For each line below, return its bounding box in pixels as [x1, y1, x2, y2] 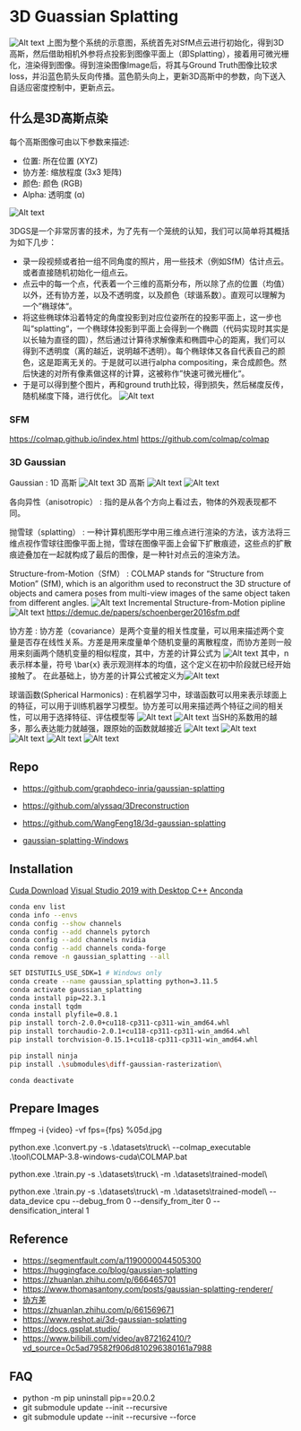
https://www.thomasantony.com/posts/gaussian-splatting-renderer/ [21, 1284, 273, 1295]
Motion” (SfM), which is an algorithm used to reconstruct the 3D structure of [9, 579, 291, 589]
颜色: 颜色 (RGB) [21, 178, 83, 188]
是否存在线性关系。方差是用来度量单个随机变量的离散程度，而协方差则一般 [16, 637, 292, 648]
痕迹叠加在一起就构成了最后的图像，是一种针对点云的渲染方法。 [9, 549, 245, 560]
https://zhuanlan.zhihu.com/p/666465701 [21, 1274, 176, 1285]
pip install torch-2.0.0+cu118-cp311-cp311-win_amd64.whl [9, 1018, 230, 1028]
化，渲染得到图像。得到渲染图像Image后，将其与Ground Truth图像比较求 [9, 59, 278, 70]
